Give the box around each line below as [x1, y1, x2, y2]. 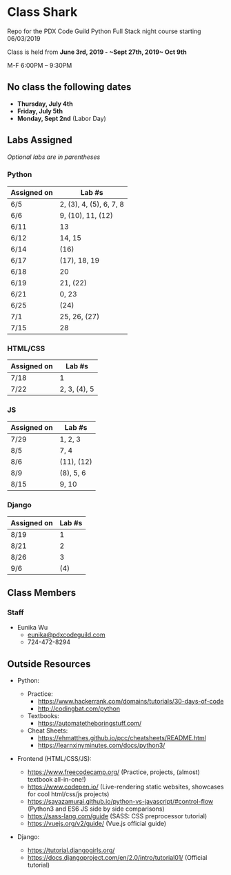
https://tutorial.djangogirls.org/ [27, 846, 115, 854]
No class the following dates [7, 81, 132, 93]
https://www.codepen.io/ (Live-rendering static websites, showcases [27, 782, 224, 791]
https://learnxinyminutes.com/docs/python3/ [37, 741, 165, 750]
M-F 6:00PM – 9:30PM [7, 61, 72, 69]
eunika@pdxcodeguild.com [27, 630, 106, 639]
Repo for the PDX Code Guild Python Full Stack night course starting [7, 27, 201, 35]
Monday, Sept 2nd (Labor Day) [17, 114, 107, 122]
